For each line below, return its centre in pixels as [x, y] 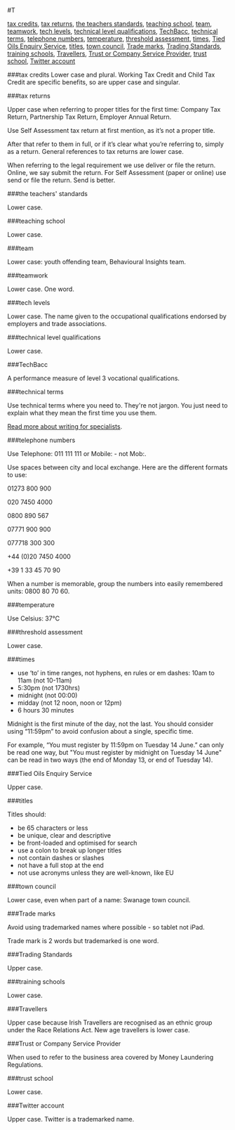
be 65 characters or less [53, 828]
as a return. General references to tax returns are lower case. [96, 151]
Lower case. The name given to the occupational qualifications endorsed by [117, 316]
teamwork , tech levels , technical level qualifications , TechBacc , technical [113, 31]
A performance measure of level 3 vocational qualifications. [94, 378]
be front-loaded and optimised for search [77, 843]
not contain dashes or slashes [61, 858]
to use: [17, 475]
